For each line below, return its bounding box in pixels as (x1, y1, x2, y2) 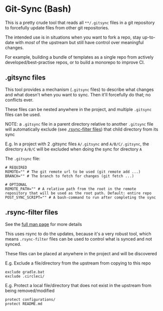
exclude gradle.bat (5, 269, 45, 274)
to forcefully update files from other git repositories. (5, 24, 109, 30)
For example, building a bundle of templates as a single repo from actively (5, 54, 154, 60)
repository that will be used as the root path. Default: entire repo (5, 191, 152, 196)
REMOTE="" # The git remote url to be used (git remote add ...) (5, 169, 141, 174)
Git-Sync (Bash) (5, 3, 72, 15)
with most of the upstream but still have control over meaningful (15, 39, 144, 45)
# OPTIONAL (5, 182, 27, 187)
